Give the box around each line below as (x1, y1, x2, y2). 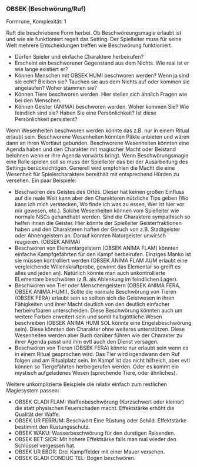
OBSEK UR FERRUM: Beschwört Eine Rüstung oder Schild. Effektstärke (14, 417, 187, 424)
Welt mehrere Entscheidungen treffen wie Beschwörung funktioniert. (6, 42, 172, 49)
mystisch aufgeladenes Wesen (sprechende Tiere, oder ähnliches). (14, 369, 178, 377)
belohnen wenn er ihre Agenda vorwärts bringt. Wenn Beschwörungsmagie (6, 152, 189, 159)
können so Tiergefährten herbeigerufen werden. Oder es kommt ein (14, 363, 179, 370)
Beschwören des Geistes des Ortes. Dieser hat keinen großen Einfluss (14, 189, 185, 196)
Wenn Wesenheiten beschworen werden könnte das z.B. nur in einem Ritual (6, 127, 189, 134)
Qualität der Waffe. (14, 411, 61, 418)
